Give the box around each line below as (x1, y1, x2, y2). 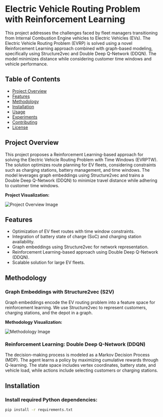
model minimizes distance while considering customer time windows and (5, 56, 152, 61)
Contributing (12, 119, 37, 125)
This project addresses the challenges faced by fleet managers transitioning (5, 30, 158, 36)
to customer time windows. (5, 182, 59, 188)
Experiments (12, 114, 37, 120)
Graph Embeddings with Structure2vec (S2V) (5, 288, 114, 295)
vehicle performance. (5, 61, 48, 67)
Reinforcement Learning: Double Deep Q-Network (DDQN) (5, 340, 146, 347)
